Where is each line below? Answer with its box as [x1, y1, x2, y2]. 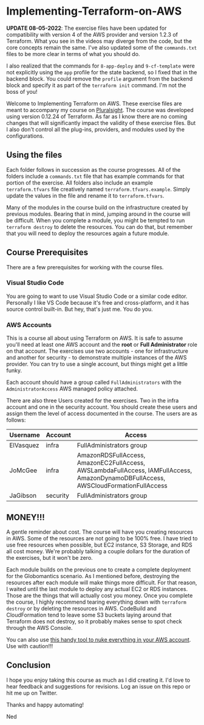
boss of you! [6, 88, 38, 95]
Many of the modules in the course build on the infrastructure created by [6, 203, 188, 211]
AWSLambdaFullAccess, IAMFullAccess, [76, 466, 192, 475]
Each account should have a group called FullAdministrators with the [6, 379, 182, 386]
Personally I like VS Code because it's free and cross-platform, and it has [6, 299, 189, 306]
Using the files [6, 150, 63, 160]
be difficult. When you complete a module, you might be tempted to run [6, 216, 185, 224]
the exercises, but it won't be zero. [6, 554, 93, 561]
